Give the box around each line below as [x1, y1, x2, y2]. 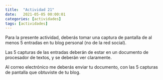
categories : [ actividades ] [5, 16, 61, 21]
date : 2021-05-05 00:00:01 [5, 12, 66, 17]
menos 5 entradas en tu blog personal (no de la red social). [5, 40, 127, 46]
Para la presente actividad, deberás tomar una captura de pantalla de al [5, 35, 152, 40]
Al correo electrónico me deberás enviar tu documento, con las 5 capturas [5, 64, 158, 70]
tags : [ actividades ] [5, 21, 48, 26]
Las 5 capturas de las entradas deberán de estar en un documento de [5, 49, 149, 55]
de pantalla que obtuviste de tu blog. [5, 70, 81, 76]
